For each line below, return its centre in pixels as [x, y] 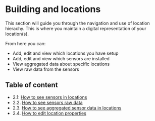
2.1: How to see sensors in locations [50, 97]
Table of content [32, 85]
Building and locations [53, 9]
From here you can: [25, 43]
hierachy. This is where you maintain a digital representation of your [76, 28]
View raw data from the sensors [46, 69]
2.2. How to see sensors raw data [47, 102]
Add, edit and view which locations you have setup [65, 53]
